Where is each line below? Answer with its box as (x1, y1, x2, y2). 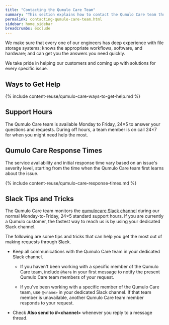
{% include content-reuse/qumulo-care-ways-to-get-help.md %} (5, 93, 141, 99)
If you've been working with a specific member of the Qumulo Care (20, 284, 159, 290)
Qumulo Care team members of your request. (20, 274, 115, 280)
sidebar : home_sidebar (5, 21, 53, 27)
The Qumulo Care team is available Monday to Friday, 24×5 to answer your (5, 121, 160, 127)
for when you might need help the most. (5, 131, 88, 138)
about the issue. (5, 170, 39, 176)
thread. (12, 315, 28, 321)
